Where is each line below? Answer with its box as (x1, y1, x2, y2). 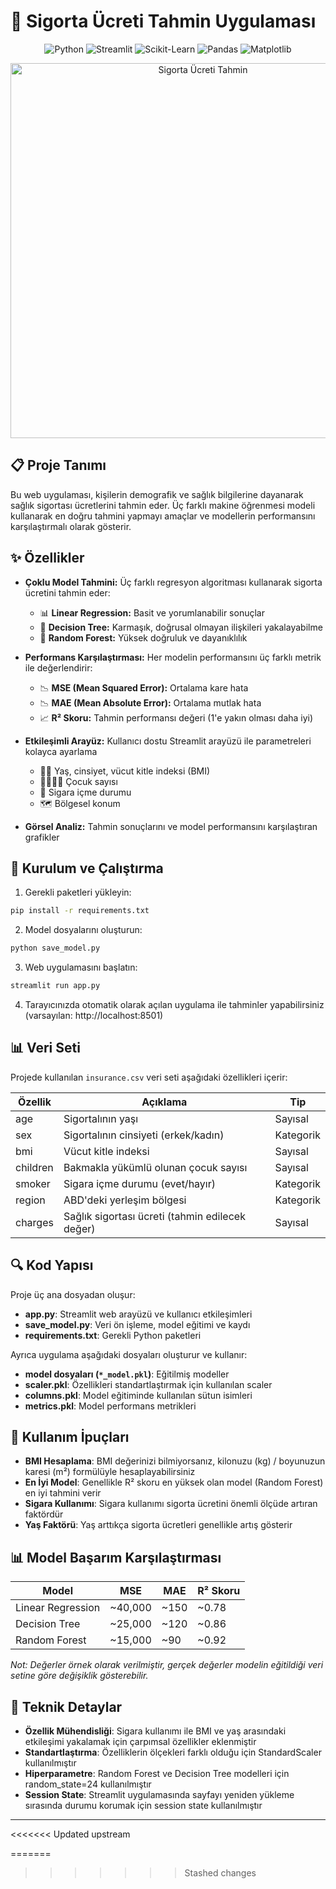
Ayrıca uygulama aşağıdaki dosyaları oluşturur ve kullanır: (10, 1348, 248, 1360)
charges (15, 1215, 54, 1229)
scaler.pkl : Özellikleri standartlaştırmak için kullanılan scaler (24, 1378, 273, 1390)
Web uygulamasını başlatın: (24, 961, 138, 974)
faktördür (24, 1508, 64, 1520)
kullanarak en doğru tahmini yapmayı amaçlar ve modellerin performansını (10, 510, 316, 522)
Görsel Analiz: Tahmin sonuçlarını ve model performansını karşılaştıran (24, 820, 318, 832)
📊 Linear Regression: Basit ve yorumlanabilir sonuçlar (39, 606, 265, 619)
